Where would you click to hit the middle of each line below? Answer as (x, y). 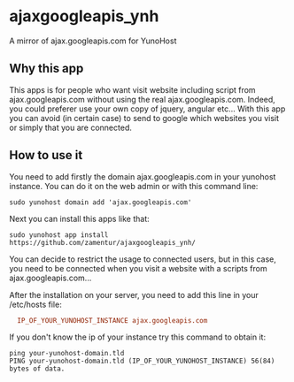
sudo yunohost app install (59, 235)
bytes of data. (37, 369)
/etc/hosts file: (35, 304)
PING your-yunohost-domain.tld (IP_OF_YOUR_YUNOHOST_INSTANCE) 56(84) (142, 361)
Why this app (46, 69)
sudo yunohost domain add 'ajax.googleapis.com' (101, 202)
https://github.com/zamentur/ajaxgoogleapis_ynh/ (103, 242)
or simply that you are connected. (71, 127)
